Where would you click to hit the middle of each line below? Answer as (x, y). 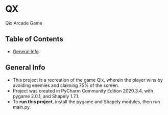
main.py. (22, 107)
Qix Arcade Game (24, 23)
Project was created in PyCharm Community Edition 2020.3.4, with (83, 90)
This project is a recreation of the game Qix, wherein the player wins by (88, 80)
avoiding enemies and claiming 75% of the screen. (66, 85)
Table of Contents (34, 39)
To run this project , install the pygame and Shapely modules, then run (86, 101)
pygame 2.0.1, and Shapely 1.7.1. (46, 96)
